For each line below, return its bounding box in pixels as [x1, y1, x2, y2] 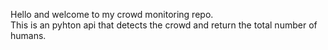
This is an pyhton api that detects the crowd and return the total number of [10, 19, 318, 31]
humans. [10, 30, 47, 41]
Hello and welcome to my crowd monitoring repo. [10, 9, 214, 20]
